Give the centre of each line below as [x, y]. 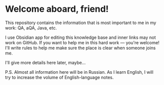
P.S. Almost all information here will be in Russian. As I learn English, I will [79, 72]
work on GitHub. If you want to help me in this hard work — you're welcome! [82, 42]
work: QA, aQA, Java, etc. [31, 28]
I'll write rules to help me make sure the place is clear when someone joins [81, 48]
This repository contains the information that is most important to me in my [81, 23]
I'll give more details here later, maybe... [45, 62]
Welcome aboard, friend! [57, 9]
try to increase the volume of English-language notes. [59, 77]
